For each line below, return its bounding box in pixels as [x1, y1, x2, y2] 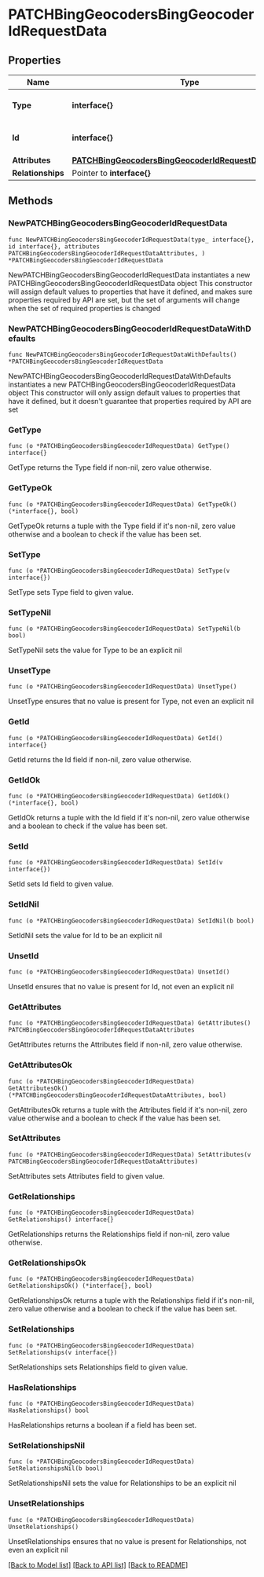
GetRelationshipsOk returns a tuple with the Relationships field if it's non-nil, [8, 1296, 255, 1305]
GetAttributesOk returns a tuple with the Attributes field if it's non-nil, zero [8, 1105, 247, 1114]
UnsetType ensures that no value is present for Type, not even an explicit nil [8, 697, 254, 706]
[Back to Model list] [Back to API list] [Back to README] [8, 1560, 189, 1569]
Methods [8, 194, 53, 207]
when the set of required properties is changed [8, 303, 161, 313]
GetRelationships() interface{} [8, 1216, 114, 1223]
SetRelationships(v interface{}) [8, 1348, 118, 1356]
